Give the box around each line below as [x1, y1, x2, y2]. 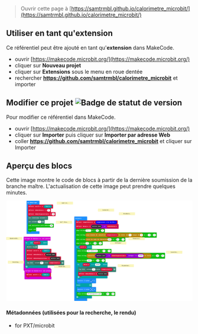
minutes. [6, 189, 28, 196]
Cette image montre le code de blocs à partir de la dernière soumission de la [6, 177, 193, 184]
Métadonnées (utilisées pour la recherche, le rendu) [6, 309, 137, 316]
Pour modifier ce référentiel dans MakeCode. [6, 114, 116, 121]
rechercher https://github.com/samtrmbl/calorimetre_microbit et [14, 74, 178, 82]
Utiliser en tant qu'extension [6, 28, 113, 38]
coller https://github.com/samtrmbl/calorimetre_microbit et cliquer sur [14, 137, 192, 144]
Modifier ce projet [6, 98, 74, 108]
